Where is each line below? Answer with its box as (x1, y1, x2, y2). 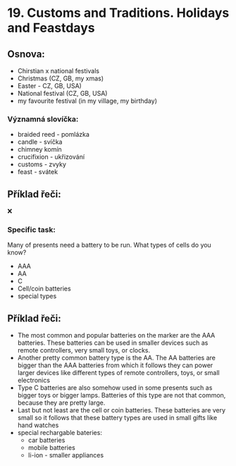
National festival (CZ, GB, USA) (17, 90, 108, 97)
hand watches (17, 421, 59, 429)
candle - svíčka (17, 137, 63, 146)
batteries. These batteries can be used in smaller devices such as (17, 338, 209, 347)
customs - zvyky (17, 160, 67, 168)
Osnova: (7, 48, 46, 60)
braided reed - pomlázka (17, 130, 90, 139)
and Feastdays (7, 20, 95, 36)
